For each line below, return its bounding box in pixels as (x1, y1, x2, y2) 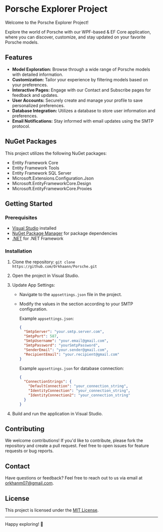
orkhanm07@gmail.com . (5, 480, 54, 486)
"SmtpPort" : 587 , (23, 334, 59, 339)
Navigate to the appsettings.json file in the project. (19, 291, 122, 297)
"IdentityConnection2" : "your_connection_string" (28, 393, 130, 398)
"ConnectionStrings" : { (23, 379, 72, 384)
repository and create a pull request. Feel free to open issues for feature (5, 443, 149, 449)
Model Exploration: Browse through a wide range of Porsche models (12, 66, 150, 72)
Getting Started (5, 200, 53, 208)
